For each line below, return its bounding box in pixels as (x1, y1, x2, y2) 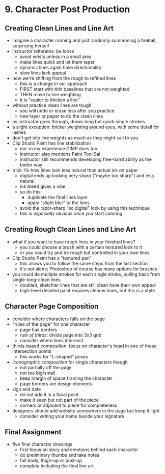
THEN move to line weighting (19, 92, 81, 97)
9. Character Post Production (5, 4, 130, 15)
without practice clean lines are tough (12, 102, 92, 108)
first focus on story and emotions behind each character (19, 447, 139, 453)
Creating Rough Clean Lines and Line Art (5, 225, 136, 234)
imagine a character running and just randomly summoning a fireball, (12, 37, 157, 43)
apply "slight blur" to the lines (27, 200, 90, 206)
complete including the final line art (19, 463, 94, 469)
